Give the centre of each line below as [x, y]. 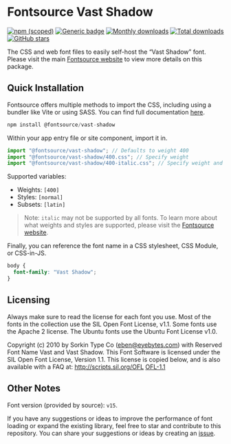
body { [16, 266]
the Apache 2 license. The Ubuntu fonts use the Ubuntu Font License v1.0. [112, 331]
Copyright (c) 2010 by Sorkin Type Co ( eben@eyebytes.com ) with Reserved [114, 345]
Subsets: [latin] [41, 205]
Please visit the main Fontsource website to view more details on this [105, 59]
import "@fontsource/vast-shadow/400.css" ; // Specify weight [98, 157]
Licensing [29, 300]
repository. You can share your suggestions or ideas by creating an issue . [111, 433]
